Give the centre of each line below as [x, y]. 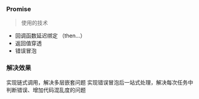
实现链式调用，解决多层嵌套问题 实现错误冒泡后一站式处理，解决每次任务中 [100, 82]
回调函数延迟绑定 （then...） [50, 36]
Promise [19, 9]
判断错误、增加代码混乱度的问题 [46, 90]
